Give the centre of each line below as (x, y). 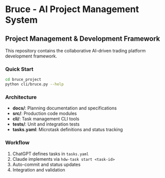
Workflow (18, 143)
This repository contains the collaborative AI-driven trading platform (75, 51)
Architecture (21, 97)
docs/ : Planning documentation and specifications (64, 108)
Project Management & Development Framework (83, 39)
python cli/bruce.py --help (35, 84)
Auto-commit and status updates (46, 164)
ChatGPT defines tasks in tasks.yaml (51, 154)
